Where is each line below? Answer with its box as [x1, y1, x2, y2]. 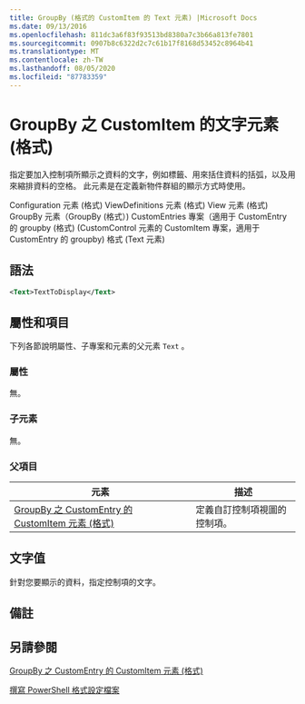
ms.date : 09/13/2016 [9, 22, 88, 31]
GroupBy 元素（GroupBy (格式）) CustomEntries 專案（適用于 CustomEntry [9, 211, 288, 222]
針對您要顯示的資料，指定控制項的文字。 [9, 576, 161, 587]
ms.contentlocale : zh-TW [9, 55, 103, 64]
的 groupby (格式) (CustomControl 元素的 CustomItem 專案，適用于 [9, 222, 261, 233]
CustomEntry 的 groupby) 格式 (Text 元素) [9, 233, 165, 244]
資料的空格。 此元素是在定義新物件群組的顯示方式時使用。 [33, 180, 251, 191]
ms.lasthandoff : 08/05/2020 [9, 64, 116, 74]
